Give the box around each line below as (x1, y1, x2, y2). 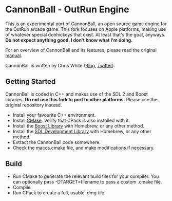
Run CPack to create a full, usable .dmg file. (12, 189, 106, 196)
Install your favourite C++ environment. (12, 112, 96, 118)
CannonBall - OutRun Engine (5, 4, 129, 15)
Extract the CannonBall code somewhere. (12, 139, 101, 145)
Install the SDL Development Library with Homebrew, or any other (12, 128, 151, 134)
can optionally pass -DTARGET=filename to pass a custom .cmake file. (12, 178, 162, 185)
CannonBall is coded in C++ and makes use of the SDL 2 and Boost (5, 91, 148, 97)
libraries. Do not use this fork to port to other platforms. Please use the (5, 96, 158, 102)
